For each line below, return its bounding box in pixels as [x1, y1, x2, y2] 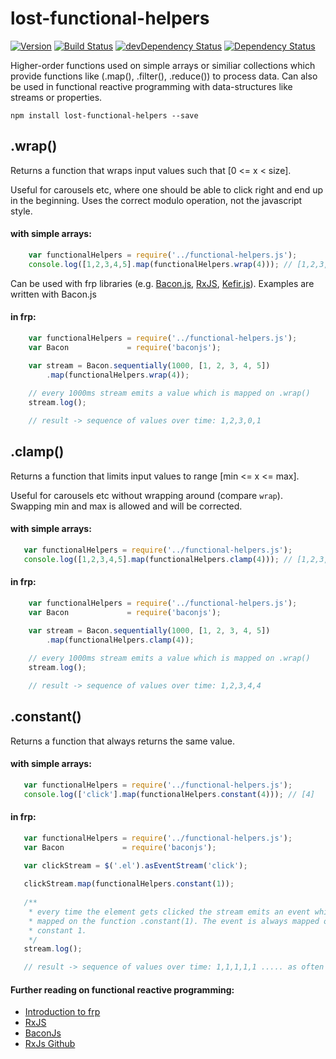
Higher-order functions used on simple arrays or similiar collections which [10, 59, 316, 71]
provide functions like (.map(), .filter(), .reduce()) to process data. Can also [10, 70, 318, 82]
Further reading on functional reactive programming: [10, 983, 235, 996]
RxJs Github [24, 1038, 76, 1050]
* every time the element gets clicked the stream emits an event [28, 907, 311, 917]
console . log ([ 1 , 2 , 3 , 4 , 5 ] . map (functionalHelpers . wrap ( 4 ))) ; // [28, 259, 293, 269]
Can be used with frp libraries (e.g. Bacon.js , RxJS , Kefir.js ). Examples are [10, 277, 315, 289]
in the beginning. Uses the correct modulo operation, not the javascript [10, 194, 303, 206]
